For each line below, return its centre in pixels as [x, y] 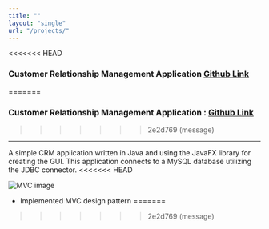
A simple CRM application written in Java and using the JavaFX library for [130, 152]
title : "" [25, 16]
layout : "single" [37, 23]
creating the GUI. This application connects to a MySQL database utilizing [130, 161]
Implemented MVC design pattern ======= [93, 200]
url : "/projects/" [39, 30]
